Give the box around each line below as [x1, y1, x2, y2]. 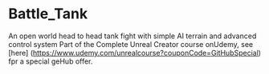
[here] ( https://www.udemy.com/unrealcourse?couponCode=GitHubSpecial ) [8, 48, 262, 57]
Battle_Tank [8, 5, 88, 23]
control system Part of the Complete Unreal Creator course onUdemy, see [8, 39, 254, 49]
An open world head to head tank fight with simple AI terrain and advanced [8, 31, 257, 41]
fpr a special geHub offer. [8, 56, 93, 66]
